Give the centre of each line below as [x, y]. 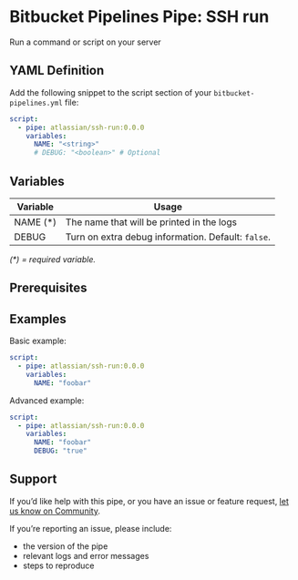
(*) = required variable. [52, 259]
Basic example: [38, 341]
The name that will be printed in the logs [151, 222]
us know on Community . [55, 511]
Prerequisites [48, 288]
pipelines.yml [36, 103]
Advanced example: [47, 400]
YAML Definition [57, 71]
